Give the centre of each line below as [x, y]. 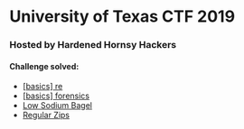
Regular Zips [46, 115]
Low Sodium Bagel [57, 106]
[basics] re [42, 87]
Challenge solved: [44, 66]
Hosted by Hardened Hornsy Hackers [93, 45]
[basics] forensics [56, 96]
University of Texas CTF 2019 [122, 17]
